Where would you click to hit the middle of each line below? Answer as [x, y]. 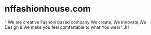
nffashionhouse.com [48, 9]
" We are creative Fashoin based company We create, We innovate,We [75, 22]
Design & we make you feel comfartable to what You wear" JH [67, 27]
